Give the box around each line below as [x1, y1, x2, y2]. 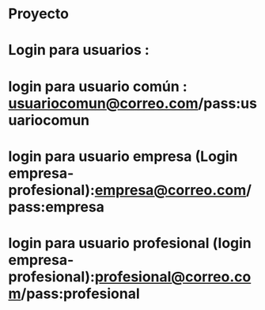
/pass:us [197, 94, 257, 112]
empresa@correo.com [94, 181, 247, 199]
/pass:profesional [21, 285, 140, 302]
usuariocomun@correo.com [8, 94, 199, 112]
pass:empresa [8, 197, 105, 216]
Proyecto [8, 5, 70, 23]
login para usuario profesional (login [8, 234, 252, 252]
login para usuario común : [8, 77, 187, 95]
